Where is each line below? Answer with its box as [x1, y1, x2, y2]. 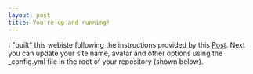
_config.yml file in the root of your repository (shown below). [8, 56, 204, 66]
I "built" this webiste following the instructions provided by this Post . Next [8, 40, 245, 49]
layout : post [8, 11, 51, 19]
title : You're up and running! [8, 19, 110, 26]
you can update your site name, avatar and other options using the [8, 48, 223, 58]
